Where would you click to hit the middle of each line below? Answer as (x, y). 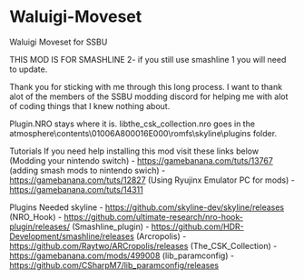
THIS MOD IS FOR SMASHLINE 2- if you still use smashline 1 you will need (148, 59)
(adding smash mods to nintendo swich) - (88, 170)
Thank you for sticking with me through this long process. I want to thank (146, 86)
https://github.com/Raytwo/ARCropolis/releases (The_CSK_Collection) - (143, 245)
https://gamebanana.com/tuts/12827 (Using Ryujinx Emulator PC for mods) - (152, 180)
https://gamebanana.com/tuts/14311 (76, 189)
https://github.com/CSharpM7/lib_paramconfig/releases (114, 265)
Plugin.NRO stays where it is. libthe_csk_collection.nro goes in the (132, 124)
